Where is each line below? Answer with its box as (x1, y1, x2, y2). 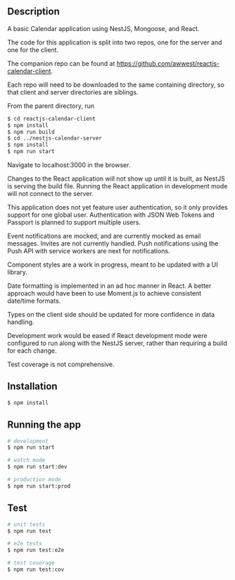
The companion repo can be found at (7, 59, 115, 68)
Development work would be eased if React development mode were (7, 332, 208, 340)
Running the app (7, 419, 81, 431)
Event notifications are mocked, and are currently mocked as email (7, 232, 201, 241)
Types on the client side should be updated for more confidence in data (7, 310, 215, 319)
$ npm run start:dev (7, 464, 68, 471)
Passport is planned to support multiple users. (7, 218, 141, 226)
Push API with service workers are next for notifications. (7, 247, 170, 255)
